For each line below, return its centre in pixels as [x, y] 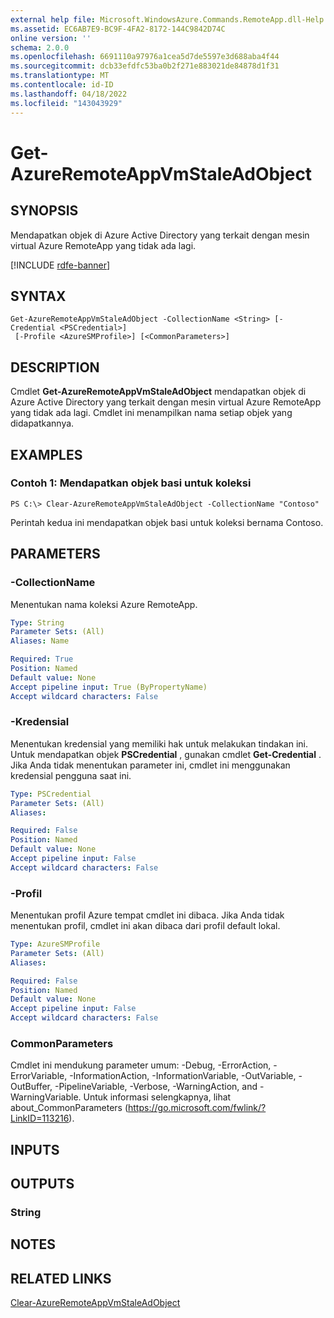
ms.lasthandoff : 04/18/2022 [69, 94]
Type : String [37, 622]
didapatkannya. [42, 423]
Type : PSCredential [51, 794]
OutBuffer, [31, 1087]
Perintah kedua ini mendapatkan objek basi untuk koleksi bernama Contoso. [167, 522]
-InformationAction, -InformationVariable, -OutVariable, [183, 1076]
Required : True [42, 659]
